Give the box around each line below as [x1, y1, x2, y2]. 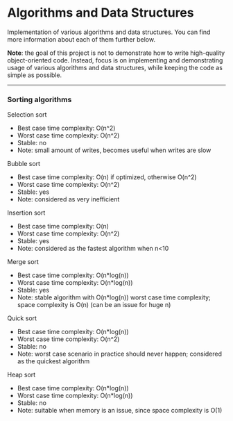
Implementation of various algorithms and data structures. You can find [7, 28, 211, 36]
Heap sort [7, 370, 36, 379]
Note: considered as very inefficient [17, 195, 120, 204]
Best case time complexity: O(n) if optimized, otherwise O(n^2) [17, 173, 197, 181]
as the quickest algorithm [17, 357, 90, 365]
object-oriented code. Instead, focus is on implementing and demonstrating [7, 56, 223, 64]
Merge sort [7, 258, 40, 266]
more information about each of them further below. [7, 35, 156, 43]
